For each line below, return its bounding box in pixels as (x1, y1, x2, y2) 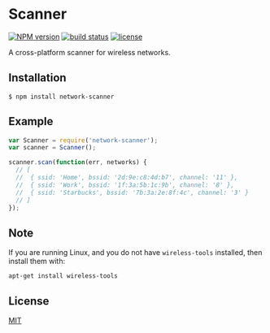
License (8, 294, 50, 308)
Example (8, 115, 54, 128)
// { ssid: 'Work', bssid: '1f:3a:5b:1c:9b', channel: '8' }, (15, 180, 234, 189)
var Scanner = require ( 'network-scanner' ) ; (8, 136, 159, 145)
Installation (8, 71, 67, 85)
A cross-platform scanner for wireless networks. (8, 47, 171, 57)
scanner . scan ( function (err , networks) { (8, 158, 148, 166)
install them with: (8, 257, 66, 266)
